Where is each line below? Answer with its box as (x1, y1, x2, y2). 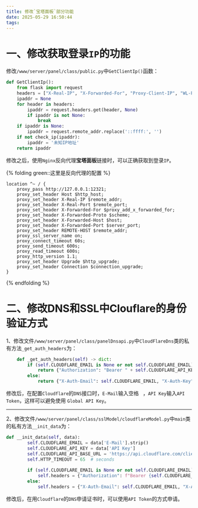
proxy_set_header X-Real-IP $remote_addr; (16, 196, 123, 203)
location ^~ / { (6, 181, 46, 187)
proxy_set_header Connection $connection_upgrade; (16, 263, 144, 269)
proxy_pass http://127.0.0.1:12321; (16, 186, 107, 192)
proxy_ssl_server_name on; (16, 233, 83, 239)
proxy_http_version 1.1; (16, 253, 78, 259)
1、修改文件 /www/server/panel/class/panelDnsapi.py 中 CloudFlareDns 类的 (6, 337, 184, 344)
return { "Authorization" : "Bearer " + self (37, 367, 146, 373)
